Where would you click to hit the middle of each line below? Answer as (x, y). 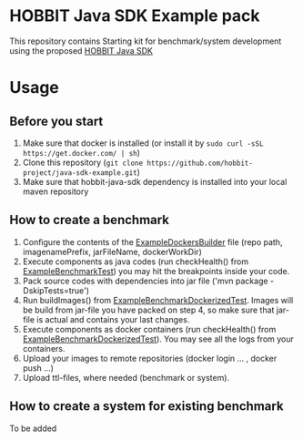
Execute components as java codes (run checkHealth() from (135, 262)
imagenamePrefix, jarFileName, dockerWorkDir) (112, 251)
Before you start (56, 121)
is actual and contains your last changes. (113, 319)
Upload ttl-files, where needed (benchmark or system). (126, 377)
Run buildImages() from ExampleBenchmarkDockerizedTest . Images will (158, 300)
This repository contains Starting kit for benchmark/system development (146, 41)
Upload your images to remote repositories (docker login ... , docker (150, 358)
